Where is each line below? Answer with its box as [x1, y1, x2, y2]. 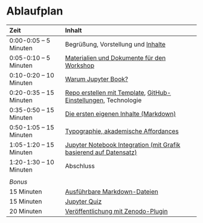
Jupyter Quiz [65, 197, 102, 205]
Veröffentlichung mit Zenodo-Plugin [65, 207, 168, 215]
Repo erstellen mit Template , [65, 88, 146, 97]
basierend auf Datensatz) [65, 148, 137, 157]
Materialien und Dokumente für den [65, 53, 166, 62]
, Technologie [103, 95, 142, 104]
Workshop [65, 61, 95, 69]
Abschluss [65, 161, 95, 170]
